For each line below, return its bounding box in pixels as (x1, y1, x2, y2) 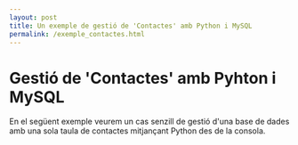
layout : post (9, 12, 58, 22)
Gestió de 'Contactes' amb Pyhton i (9, 68, 277, 88)
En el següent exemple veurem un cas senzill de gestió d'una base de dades (9, 117, 290, 127)
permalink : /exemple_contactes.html (9, 29, 145, 38)
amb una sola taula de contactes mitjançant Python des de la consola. (9, 125, 266, 136)
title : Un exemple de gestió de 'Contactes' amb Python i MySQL (9, 21, 253, 30)
